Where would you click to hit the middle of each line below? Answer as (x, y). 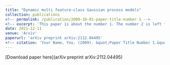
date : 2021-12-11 (24, 29)
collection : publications (32, 15)
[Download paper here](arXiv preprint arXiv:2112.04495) (64, 57)
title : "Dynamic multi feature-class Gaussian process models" (73, 10)
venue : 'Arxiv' (21, 33)
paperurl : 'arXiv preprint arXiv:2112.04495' (54, 38)
